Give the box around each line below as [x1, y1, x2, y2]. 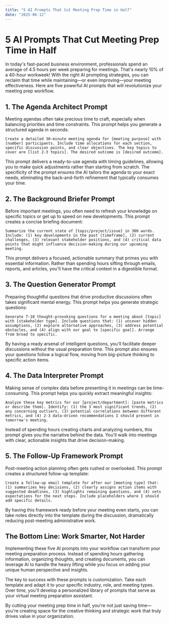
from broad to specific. [5, 331, 58, 337]
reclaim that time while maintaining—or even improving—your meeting [5, 77, 151, 83]
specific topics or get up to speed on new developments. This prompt [5, 213, 150, 219]
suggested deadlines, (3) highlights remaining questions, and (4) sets [5, 489, 161, 494]
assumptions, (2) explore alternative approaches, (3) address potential [5, 323, 164, 328]
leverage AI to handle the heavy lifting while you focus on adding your [5, 561, 150, 568]
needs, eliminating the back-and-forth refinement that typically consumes [5, 175, 159, 181]
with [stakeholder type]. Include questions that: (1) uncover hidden [5, 318, 157, 323]
